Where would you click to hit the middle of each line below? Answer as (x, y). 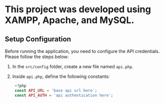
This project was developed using (78, 9)
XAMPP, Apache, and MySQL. (70, 20)
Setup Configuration (38, 39)
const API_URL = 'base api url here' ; (56, 90)
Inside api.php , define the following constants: (61, 76)
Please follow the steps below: (37, 57)
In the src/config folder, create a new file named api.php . (73, 67)
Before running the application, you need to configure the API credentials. (82, 51)
